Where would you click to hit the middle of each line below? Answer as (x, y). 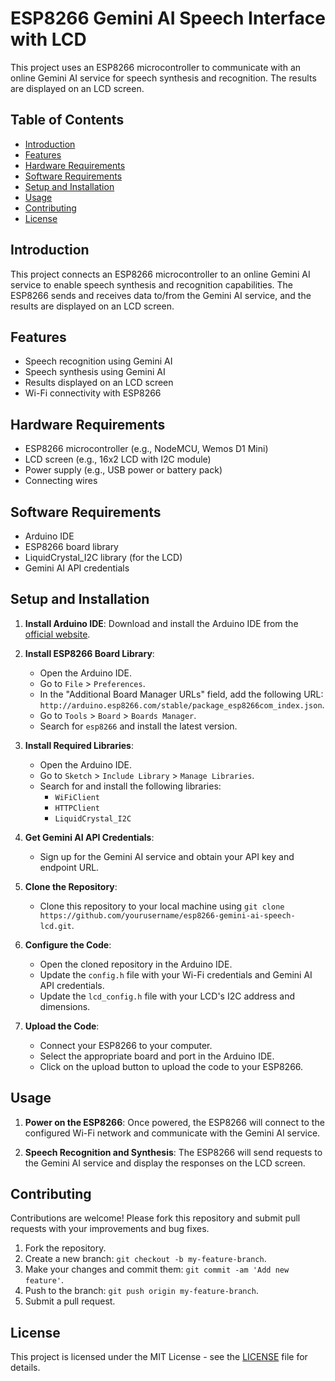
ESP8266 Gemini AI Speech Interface (168, 18)
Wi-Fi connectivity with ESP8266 (93, 393)
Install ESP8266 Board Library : (89, 653)
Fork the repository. (65, 1248)
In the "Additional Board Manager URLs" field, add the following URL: (181, 694)
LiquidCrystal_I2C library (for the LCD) (103, 557)
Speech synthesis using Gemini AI (95, 372)
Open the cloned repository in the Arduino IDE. (136, 964)
